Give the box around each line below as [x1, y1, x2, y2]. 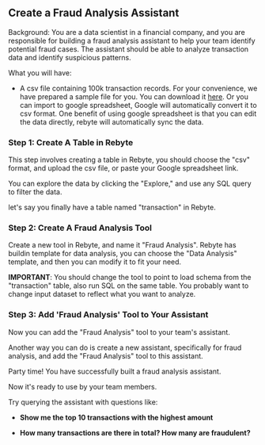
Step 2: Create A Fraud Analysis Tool [8, 222, 153, 233]
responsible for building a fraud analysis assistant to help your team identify [8, 36, 256, 45]
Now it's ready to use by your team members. [8, 382, 157, 391]
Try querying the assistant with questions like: [8, 397, 158, 407]
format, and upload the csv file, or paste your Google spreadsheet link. [8, 163, 239, 173]
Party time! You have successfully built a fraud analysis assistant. [8, 366, 221, 376]
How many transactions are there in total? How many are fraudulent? [19, 428, 251, 437]
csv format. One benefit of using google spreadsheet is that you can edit [19, 109, 257, 118]
